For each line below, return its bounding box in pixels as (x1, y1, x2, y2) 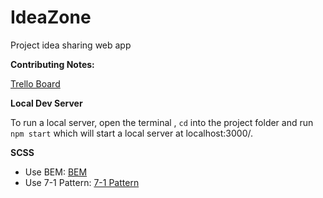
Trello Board (10, 77, 61, 90)
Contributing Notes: (10, 58, 95, 70)
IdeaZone (10, 6, 92, 29)
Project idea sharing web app (10, 39, 132, 51)
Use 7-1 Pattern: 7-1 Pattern (24, 176, 140, 188)
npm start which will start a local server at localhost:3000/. (10, 127, 253, 139)
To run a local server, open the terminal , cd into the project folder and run (10, 116, 314, 128)
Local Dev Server (10, 97, 83, 109)
